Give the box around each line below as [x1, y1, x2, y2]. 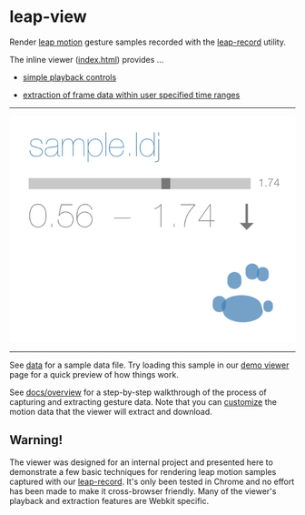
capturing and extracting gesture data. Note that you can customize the [9, 396, 277, 407]
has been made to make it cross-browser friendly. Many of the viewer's [9, 485, 277, 497]
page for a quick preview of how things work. [9, 369, 179, 379]
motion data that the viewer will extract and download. [9, 406, 213, 417]
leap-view [9, 6, 88, 27]
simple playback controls [22, 71, 117, 83]
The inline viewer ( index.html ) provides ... [9, 54, 164, 65]
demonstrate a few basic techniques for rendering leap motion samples [9, 466, 277, 477]
